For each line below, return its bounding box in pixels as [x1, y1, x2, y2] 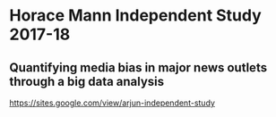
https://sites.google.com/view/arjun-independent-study [9, 97, 215, 108]
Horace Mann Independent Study [9, 5, 262, 26]
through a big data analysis [9, 73, 165, 89]
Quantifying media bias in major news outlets [9, 60, 267, 75]
